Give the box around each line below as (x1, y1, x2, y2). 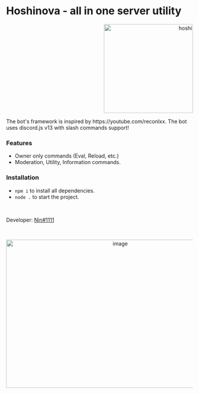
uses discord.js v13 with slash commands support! (6, 124, 129, 131)
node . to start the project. (14, 193, 79, 200)
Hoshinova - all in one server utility (6, 4, 182, 18)
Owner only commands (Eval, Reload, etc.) (14, 152, 120, 159)
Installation (6, 174, 40, 182)
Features (6, 139, 33, 147)
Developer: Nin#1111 (6, 216, 54, 223)
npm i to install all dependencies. (14, 187, 95, 194)
